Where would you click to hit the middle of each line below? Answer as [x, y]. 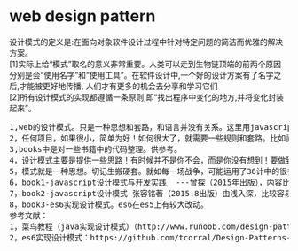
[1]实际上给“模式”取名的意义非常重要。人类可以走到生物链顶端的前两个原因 [145, 64]
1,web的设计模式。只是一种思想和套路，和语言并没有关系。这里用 [130, 127]
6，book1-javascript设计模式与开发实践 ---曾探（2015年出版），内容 [146, 182]
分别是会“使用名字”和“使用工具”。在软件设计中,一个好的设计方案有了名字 [141, 75]
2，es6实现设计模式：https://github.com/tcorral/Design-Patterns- [150, 237]
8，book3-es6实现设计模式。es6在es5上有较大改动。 [109, 204]
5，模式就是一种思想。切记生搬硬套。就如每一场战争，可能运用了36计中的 [145, 171]
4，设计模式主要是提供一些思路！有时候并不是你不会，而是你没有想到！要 [144, 160]
